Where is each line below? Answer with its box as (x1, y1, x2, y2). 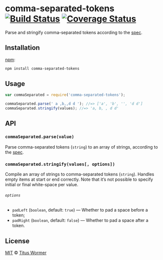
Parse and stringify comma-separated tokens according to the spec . (5, 29, 143, 35)
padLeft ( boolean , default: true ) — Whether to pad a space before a (12, 207, 148, 213)
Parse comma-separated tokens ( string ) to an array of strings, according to (5, 144, 158, 150)
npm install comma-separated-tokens (5, 66, 80, 71)
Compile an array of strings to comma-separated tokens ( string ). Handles (5, 172, 155, 177)
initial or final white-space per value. (5, 182, 79, 188)
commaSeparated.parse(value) (5, 134, 75, 140)
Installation (5, 43, 40, 52)
